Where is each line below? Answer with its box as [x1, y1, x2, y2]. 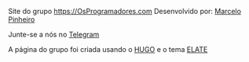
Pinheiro [8, 15, 35, 24]
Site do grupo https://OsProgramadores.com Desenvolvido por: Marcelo [8, 7, 242, 15]
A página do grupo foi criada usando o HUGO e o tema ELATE [8, 45, 208, 53]
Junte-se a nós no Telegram [8, 30, 100, 39]
